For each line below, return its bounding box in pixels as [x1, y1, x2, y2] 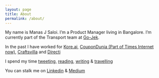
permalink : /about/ [5, 16, 45, 21]
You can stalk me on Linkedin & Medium [5, 68, 85, 74]
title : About [5, 12, 32, 16]
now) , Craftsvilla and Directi [5, 49, 61, 55]
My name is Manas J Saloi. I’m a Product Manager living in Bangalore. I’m [5, 30, 152, 35]
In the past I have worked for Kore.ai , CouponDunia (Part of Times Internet [5, 44, 154, 50]
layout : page [5, 7, 32, 12]
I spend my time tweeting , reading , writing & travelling [5, 59, 113, 64]
